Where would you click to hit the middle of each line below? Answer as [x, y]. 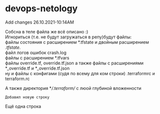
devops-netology [41, 9]
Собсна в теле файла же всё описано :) [47, 31]
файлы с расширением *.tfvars [37, 57]
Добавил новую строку [27, 97]
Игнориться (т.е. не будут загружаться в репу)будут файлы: [68, 37]
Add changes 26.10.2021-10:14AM [40, 22]
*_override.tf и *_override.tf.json [38, 68]
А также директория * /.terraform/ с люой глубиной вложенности [73, 88]
